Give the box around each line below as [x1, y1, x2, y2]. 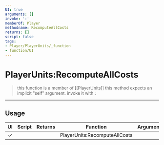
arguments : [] [5, 12, 34, 17]
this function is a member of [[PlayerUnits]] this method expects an [17, 85, 152, 91]
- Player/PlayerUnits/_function [5, 43, 71, 48]
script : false [5, 35, 34, 40]
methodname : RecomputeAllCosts [5, 25, 69, 30]
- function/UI [5, 48, 34, 53]
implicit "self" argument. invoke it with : [17, 90, 97, 96]
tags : [5, 39, 16, 44]
